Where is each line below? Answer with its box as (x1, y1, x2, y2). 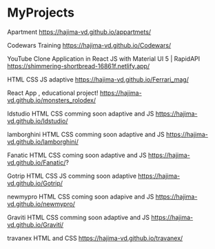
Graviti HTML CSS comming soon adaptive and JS (7, 213, 150, 221)
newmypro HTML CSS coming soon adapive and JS (7, 192, 154, 201)
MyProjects (7, 5, 74, 21)
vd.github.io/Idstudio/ (7, 116, 68, 125)
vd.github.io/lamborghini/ (7, 137, 79, 146)
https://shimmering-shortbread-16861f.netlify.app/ (7, 62, 150, 70)
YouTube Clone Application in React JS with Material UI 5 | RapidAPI (7, 54, 201, 63)
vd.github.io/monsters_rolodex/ (7, 95, 96, 104)
